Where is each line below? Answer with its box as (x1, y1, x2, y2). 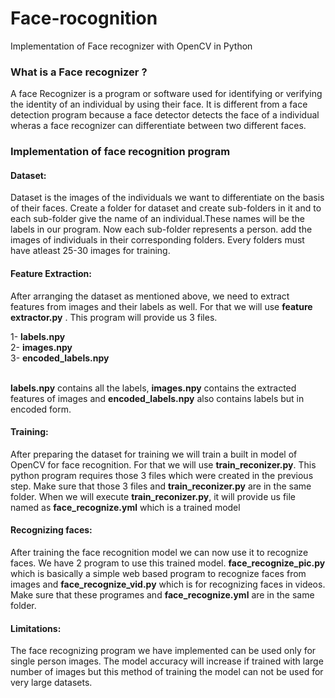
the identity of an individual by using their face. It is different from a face (10, 98, 308, 111)
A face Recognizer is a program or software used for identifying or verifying (10, 88, 323, 100)
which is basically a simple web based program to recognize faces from (10, 567, 307, 579)
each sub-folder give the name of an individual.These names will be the (10, 213, 305, 225)
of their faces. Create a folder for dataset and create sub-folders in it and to (10, 202, 322, 214)
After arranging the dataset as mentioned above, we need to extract (10, 290, 290, 302)
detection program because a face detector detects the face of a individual (10, 109, 320, 121)
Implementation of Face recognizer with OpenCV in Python (10, 40, 253, 52)
